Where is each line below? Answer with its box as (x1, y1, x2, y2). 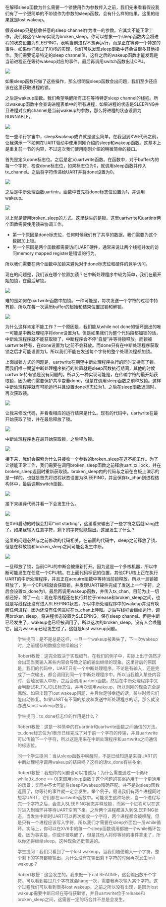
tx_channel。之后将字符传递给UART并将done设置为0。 (5, 169, 117, 175)
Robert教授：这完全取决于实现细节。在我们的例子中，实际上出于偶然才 (17, 653, 162, 659)
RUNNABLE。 (5, 114, 33, 119)
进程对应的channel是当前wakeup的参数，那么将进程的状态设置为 (9, 107, 142, 113)
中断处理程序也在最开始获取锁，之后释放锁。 (5, 436, 97, 442)
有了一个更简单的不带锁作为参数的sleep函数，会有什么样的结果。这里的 (9, 10, 155, 16)
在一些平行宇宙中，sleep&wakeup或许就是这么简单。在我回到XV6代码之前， (5, 134, 161, 139)
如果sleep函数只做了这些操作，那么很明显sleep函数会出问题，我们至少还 (5, 79, 154, 84)
